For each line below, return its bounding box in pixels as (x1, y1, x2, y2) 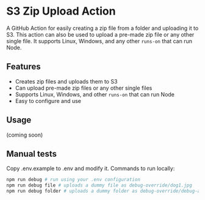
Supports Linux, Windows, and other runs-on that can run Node (15, 90, 175, 98)
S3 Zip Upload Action (6, 4, 116, 18)
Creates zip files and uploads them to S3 (15, 77, 118, 85)
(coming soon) (6, 131, 43, 138)
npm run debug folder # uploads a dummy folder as (6, 188, 138, 195)
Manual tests (6, 148, 57, 159)
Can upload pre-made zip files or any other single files (15, 84, 153, 91)
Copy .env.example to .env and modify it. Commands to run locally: (6, 165, 175, 172)
